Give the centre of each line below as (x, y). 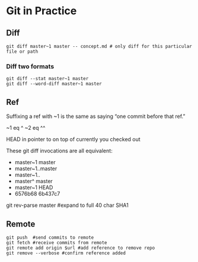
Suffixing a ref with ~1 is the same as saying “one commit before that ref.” (96, 116)
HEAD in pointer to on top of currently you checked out (73, 139)
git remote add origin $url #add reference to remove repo (81, 248)
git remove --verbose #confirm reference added (66, 253)
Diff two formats (30, 66)
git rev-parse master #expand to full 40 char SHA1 (67, 205)
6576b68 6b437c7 (37, 194)
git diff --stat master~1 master (47, 79)
